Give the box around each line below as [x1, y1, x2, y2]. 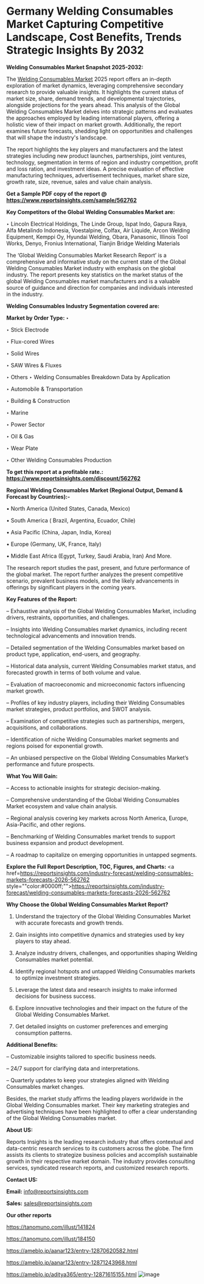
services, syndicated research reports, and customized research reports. [6, 1164, 190, 1171]
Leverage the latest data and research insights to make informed [15, 986, 178, 993]
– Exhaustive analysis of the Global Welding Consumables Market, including [6, 607, 197, 614]
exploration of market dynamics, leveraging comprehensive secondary [6, 81, 184, 89]
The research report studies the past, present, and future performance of [6, 564, 190, 571]
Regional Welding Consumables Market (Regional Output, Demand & [6, 486, 183, 493]
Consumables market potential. [15, 956, 94, 963]
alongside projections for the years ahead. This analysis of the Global [6, 101, 181, 108]
